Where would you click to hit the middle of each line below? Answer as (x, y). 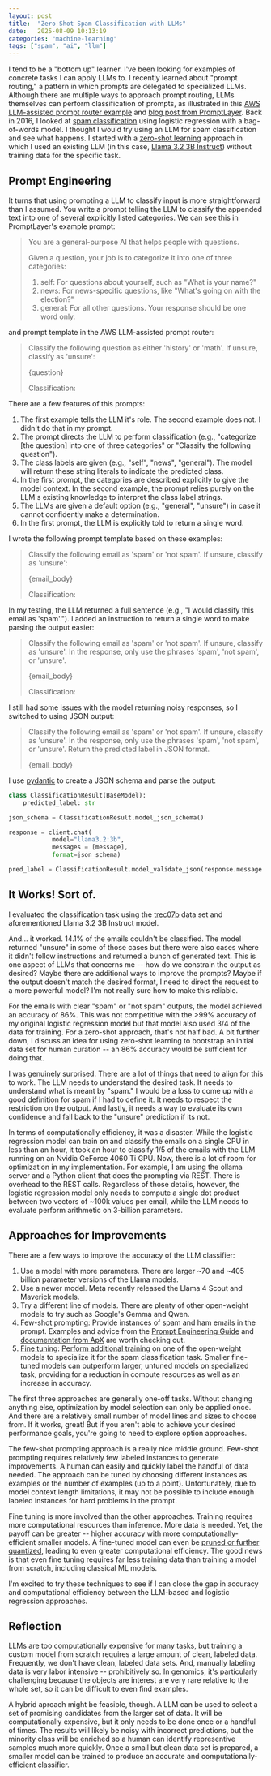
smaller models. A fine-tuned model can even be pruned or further (148, 1542)
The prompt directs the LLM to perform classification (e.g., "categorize (138, 436)
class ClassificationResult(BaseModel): (78, 795)
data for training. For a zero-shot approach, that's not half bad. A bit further (134, 1032)
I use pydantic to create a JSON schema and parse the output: (112, 780)
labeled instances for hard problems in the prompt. (93, 1500)
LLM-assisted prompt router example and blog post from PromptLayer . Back (135, 112)
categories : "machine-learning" (63, 39)
